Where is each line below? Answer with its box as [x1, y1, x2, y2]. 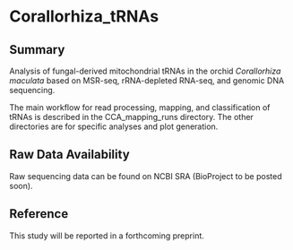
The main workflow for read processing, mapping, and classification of [9, 102, 271, 113]
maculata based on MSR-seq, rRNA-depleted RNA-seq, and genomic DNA [9, 75, 285, 86]
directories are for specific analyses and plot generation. [9, 121, 219, 132]
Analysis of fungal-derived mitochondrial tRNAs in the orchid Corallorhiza [9, 65, 281, 76]
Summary [9, 42, 65, 57]
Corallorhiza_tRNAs [9, 6, 159, 27]
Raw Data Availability [9, 147, 130, 162]
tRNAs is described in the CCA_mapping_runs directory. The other [9, 112, 254, 122]
